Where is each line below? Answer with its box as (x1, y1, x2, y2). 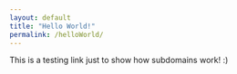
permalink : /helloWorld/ (9, 30, 104, 39)
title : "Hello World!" (9, 22, 96, 31)
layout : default (9, 13, 71, 23)
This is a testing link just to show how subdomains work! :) (9, 55, 229, 66)
